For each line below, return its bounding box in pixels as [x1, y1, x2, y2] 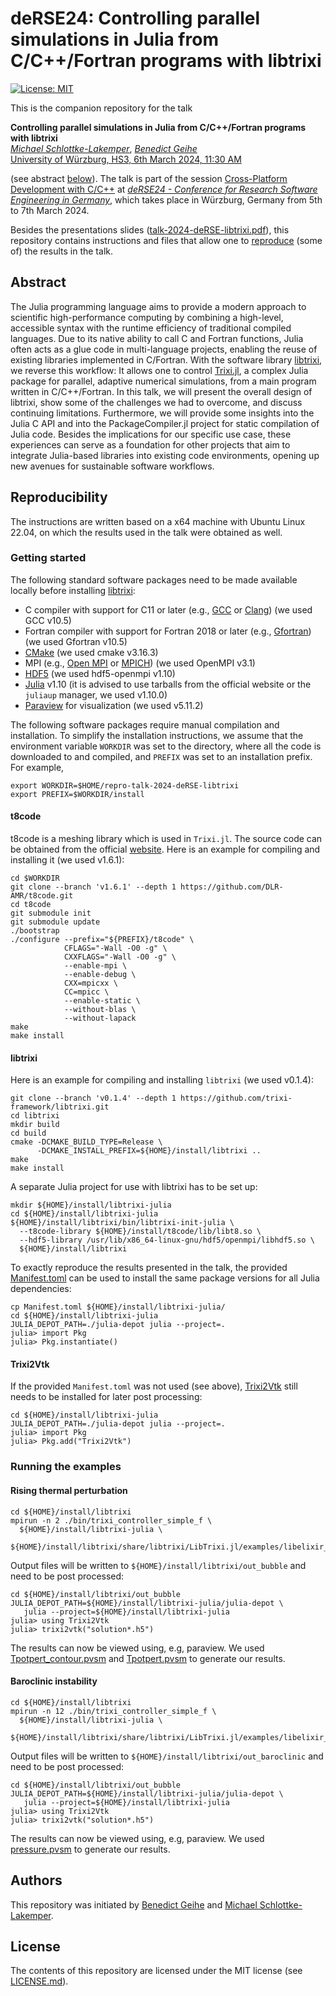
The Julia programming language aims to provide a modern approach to [10, 300, 307, 312]
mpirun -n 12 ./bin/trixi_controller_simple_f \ [10, 1706, 217, 1716]
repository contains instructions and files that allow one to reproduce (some [10, 234, 323, 246]
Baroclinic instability [10, 1675, 98, 1687]
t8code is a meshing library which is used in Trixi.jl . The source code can [10, 833, 323, 845]
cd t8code [10, 900, 52, 910]
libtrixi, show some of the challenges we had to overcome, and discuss [10, 396, 303, 408]
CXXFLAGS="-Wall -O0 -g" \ [63, 952, 177, 962]
